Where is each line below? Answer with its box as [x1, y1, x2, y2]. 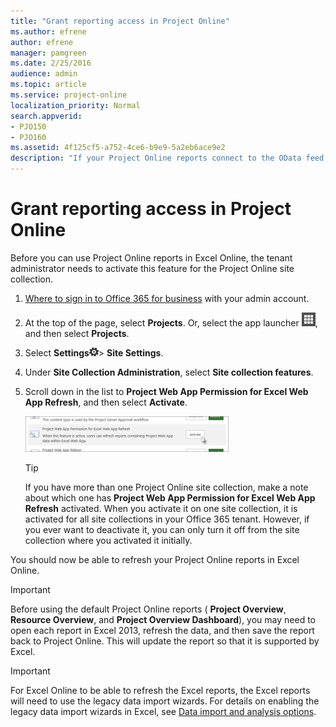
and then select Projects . [24, 327, 130, 339]
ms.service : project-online [10, 90, 128, 100]
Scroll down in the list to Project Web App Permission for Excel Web [24, 385, 309, 397]
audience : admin [10, 69, 78, 79]
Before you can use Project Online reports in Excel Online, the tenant [10, 251, 293, 264]
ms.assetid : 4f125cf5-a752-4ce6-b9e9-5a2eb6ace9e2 [10, 143, 226, 153]
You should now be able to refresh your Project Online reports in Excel [10, 553, 300, 565]
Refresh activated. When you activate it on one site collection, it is [24, 502, 298, 514]
